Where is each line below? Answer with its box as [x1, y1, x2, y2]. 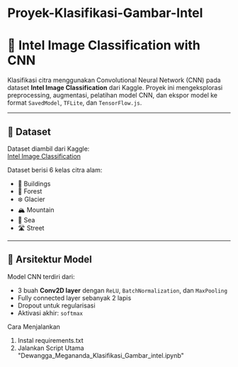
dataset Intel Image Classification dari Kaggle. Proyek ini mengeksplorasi [7, 84, 223, 92]
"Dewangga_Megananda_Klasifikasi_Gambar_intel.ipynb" [17, 351, 184, 359]
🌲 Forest [17, 186, 42, 196]
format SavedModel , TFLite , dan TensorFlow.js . [7, 98, 142, 107]
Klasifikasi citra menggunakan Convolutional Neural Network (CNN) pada [7, 76, 221, 84]
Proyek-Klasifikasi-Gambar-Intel [7, 5, 203, 21]
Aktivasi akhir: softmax [17, 308, 84, 317]
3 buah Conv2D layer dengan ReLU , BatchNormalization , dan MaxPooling [17, 286, 228, 295]
